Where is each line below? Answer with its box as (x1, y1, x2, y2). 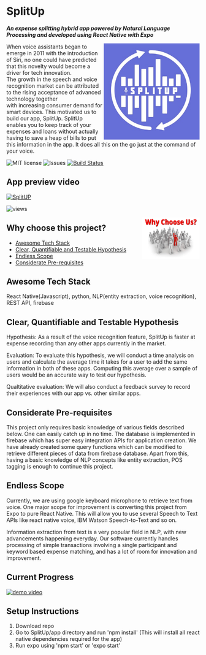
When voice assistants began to (6, 43, 88, 50)
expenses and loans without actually (6, 128, 99, 135)
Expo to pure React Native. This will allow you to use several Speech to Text (6, 510, 198, 517)
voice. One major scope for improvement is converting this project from (6, 503, 187, 510)
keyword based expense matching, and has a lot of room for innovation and (6, 548, 197, 555)
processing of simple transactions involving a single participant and (6, 541, 177, 548)
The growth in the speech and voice (6, 75, 97, 83)
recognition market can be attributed (6, 82, 99, 90)
